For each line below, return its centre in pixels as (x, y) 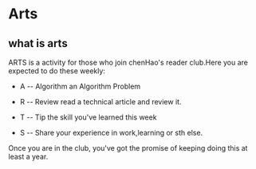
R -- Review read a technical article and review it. (100, 102)
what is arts (38, 43)
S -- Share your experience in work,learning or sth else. (111, 133)
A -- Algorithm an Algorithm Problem (80, 86)
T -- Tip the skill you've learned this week (88, 117)
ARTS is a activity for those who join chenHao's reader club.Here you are (128, 62)
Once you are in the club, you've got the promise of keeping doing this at (128, 148)
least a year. (28, 157)
